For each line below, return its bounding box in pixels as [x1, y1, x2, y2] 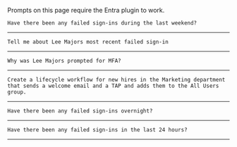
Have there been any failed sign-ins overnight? [7, 108, 153, 115]
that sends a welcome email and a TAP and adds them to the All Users [7, 82, 219, 89]
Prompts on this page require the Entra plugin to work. [7, 6, 165, 14]
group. [7, 89, 27, 96]
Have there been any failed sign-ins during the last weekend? [7, 20, 197, 27]
